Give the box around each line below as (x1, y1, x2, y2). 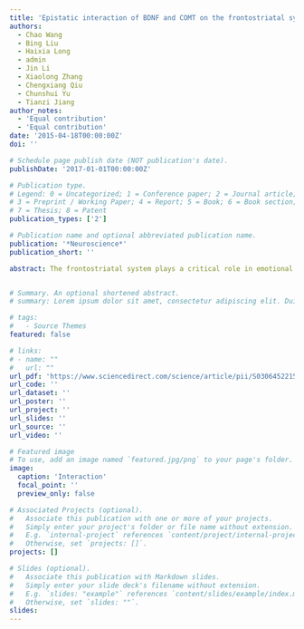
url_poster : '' (9, 397, 67, 406)
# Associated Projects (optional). (9, 505, 144, 515)
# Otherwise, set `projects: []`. (9, 539, 147, 548)
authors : (9, 22, 43, 31)
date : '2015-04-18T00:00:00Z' (9, 131, 124, 140)
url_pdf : (9, 372, 43, 381)
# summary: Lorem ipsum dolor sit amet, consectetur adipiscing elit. (9, 296, 281, 306)
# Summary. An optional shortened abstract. (9, 288, 180, 297)
